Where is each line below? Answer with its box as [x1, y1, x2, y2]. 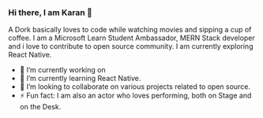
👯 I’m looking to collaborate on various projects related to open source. [19, 82, 251, 91]
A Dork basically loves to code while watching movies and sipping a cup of [8, 25, 252, 35]
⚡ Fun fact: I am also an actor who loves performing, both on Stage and [19, 90, 252, 101]
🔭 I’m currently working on [19, 65, 106, 75]
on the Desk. [19, 102, 62, 112]
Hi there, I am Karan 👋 [8, 7, 93, 18]
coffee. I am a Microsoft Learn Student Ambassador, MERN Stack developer [8, 33, 255, 42]
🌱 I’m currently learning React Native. [19, 74, 141, 83]
